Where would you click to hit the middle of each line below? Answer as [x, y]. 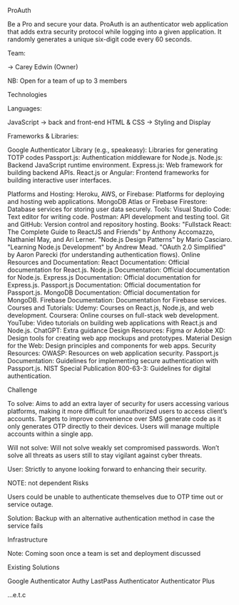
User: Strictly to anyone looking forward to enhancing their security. [107, 469]
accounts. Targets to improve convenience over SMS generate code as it [115, 419]
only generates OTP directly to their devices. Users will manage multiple [113, 426]
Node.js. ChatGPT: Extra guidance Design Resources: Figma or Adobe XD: [117, 330]
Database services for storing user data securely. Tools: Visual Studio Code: [119, 209]
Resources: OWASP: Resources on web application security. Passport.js [113, 353]
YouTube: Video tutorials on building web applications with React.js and [112, 323]
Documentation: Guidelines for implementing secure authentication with [113, 361]
